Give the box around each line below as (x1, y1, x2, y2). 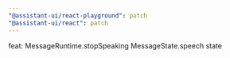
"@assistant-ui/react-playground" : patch (8, 11, 148, 20)
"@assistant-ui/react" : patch (8, 19, 109, 27)
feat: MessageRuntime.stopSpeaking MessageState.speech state (8, 41, 223, 50)
